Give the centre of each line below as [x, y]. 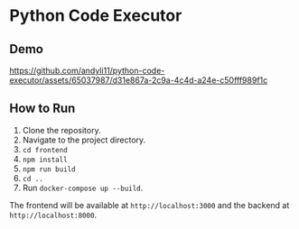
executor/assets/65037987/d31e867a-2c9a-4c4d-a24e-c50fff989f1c [139, 80]
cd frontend [45, 150]
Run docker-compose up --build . [83, 188]
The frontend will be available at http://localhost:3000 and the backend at [149, 205]
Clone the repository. [61, 130]
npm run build [49, 169]
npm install [45, 160]
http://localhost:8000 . [53, 215]
